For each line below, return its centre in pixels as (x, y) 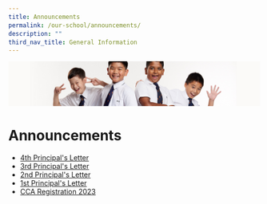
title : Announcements (44, 17)
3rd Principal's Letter (54, 166)
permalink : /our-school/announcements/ (75, 25)
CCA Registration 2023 (58, 191)
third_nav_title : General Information (73, 42)
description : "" (35, 33)
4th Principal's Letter (54, 157)
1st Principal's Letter (53, 182)
